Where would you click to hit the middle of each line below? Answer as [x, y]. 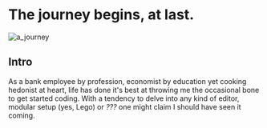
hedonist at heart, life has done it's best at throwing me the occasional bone [134, 90]
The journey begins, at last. [101, 15]
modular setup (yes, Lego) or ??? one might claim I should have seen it [125, 106]
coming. [22, 115]
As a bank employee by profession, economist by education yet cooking [127, 81]
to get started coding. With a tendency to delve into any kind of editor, [124, 98]
